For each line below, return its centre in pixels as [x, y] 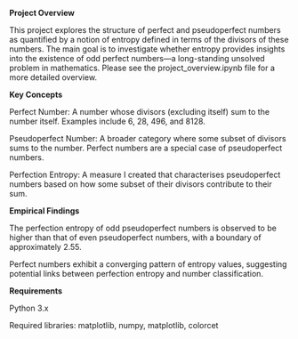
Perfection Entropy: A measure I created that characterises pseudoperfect [145, 174]
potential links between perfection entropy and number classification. [137, 274]
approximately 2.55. [45, 247]
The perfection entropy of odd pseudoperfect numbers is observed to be [143, 228]
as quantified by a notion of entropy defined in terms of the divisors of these [149, 40]
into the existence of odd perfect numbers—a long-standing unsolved [137, 58]
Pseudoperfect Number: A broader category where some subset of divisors [148, 138]
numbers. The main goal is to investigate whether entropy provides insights [147, 49]
